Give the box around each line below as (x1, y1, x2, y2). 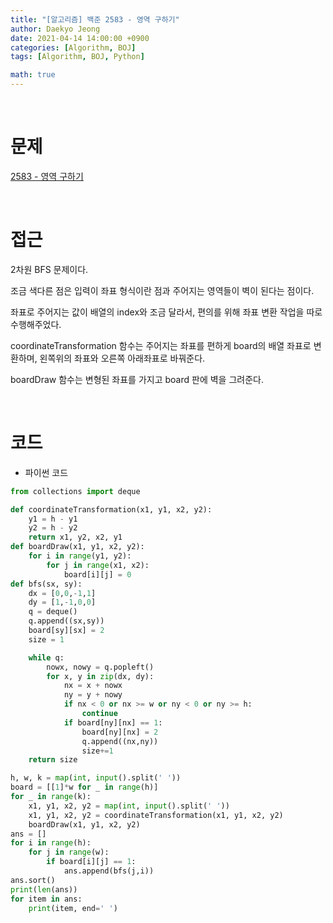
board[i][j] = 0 (63, 569, 132, 580)
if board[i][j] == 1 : (46, 857, 137, 867)
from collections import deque (10, 486, 141, 496)
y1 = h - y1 (28, 514, 78, 524)
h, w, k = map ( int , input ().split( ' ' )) (10, 773, 182, 783)
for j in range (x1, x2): (46, 560, 150, 570)
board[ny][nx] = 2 (81, 727, 159, 737)
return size (28, 755, 78, 765)
